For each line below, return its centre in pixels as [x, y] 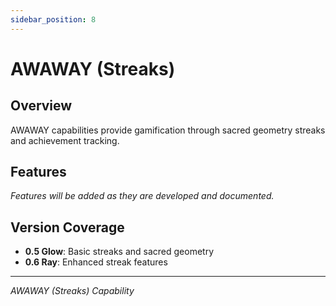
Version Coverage [67, 227]
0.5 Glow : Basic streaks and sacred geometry [119, 252]
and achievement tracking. [65, 140]
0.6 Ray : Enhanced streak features [96, 262]
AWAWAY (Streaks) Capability [72, 291]
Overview [41, 106]
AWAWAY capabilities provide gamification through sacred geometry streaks [168, 130]
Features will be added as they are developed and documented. [142, 196]
